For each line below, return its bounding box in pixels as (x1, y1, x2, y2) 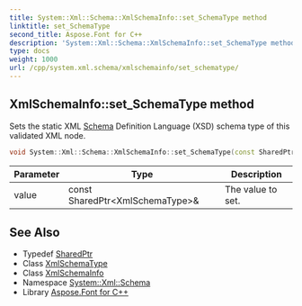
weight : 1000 (9, 55, 58, 64)
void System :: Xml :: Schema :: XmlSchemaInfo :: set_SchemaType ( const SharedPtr (9, 148, 296, 157)
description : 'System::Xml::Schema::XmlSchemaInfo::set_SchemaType (9, 38, 268, 48)
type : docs (9, 47, 50, 56)
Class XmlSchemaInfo (22, 267, 104, 279)
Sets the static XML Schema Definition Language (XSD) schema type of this (9, 121, 290, 131)
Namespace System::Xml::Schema (22, 277, 151, 288)
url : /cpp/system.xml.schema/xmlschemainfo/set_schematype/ (9, 64, 240, 73)
